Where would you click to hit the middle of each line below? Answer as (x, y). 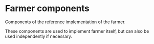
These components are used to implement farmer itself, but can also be (77, 31)
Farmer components (47, 8)
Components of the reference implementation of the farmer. (65, 22)
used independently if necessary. (39, 36)
